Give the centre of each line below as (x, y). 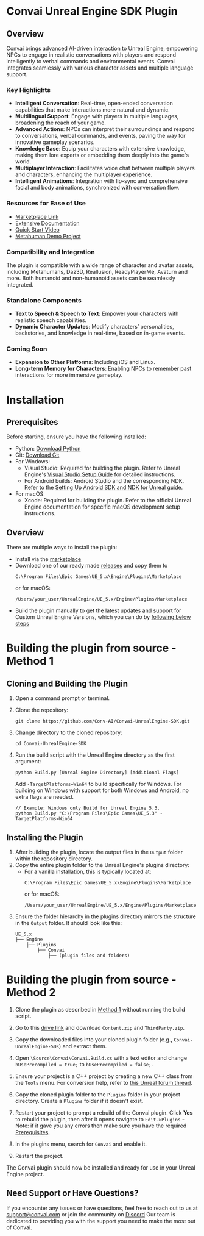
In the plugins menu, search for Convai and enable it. (81, 1144)
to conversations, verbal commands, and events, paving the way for (100, 136)
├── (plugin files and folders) (89, 956)
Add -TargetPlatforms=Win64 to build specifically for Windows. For (98, 784)
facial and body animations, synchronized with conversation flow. (97, 188)
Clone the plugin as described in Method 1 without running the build (100, 1010)
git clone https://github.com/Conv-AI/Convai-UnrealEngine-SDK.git (102, 721)
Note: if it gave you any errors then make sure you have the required (101, 1126)
